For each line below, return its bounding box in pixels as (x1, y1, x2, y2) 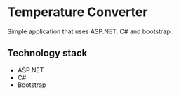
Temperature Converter (7, 4, 148, 20)
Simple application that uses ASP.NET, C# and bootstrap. (7, 27, 173, 35)
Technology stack (7, 47, 88, 59)
